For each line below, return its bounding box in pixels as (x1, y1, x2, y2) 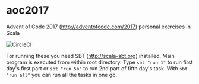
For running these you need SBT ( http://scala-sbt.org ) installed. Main (6, 52, 175, 59)
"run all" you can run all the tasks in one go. (6, 71, 118, 78)
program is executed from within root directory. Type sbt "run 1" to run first (6, 59, 193, 66)
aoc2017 (6, 4, 49, 17)
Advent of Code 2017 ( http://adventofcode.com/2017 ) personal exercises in (6, 23, 191, 30)
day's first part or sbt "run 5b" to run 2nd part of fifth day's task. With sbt (6, 64, 188, 72)
